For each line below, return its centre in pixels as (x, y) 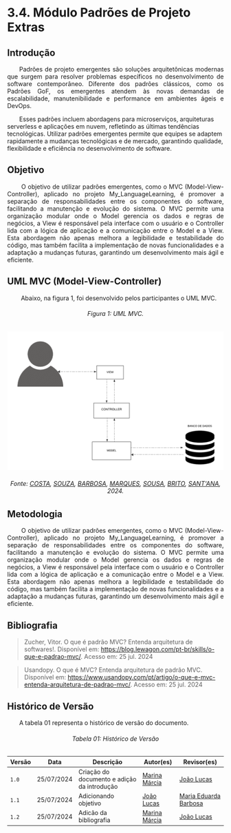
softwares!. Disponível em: (62, 649)
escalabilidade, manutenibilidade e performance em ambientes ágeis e (115, 98)
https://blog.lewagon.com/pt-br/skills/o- (158, 649)
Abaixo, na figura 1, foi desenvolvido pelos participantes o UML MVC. (119, 298)
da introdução (98, 786)
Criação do (94, 772)
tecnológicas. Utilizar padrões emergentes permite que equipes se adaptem (115, 134)
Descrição (107, 761)
